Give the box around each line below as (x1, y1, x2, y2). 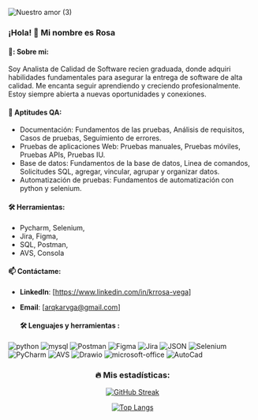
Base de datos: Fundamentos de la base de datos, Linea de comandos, (19, 159, 251, 168)
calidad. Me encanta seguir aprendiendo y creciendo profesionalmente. (8, 81, 241, 91)
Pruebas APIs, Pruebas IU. (19, 150, 106, 159)
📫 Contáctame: (8, 267, 62, 276)
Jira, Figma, (19, 231, 58, 241)
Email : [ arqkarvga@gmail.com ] (19, 302, 121, 312)
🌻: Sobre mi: (8, 47, 50, 56)
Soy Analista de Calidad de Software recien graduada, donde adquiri (8, 64, 231, 74)
